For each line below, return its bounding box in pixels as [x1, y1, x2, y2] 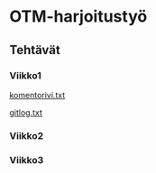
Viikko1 [9, 69, 42, 82]
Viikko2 [9, 129, 44, 141]
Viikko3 [9, 153, 44, 166]
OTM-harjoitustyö [9, 6, 148, 27]
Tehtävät [9, 42, 60, 58]
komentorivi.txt [9, 89, 66, 100]
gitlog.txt [9, 106, 43, 118]
